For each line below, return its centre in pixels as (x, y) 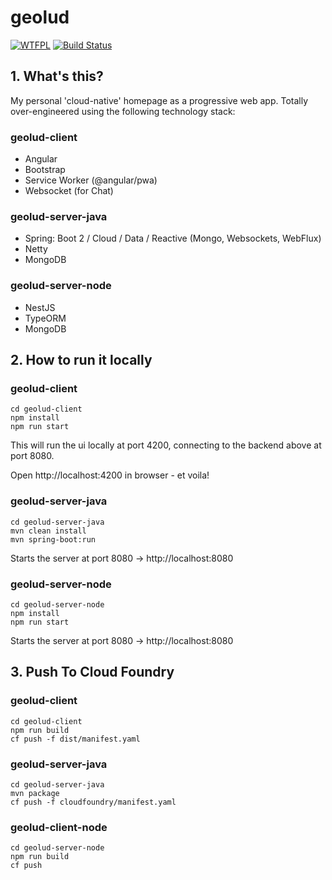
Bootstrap (45, 170)
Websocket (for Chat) (69, 191)
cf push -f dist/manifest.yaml (75, 739)
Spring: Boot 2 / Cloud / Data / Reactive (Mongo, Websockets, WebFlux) (173, 238)
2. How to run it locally (81, 360)
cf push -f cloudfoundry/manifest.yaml (93, 802)
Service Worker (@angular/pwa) (91, 180)
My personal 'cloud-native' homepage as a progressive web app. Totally (159, 100)
